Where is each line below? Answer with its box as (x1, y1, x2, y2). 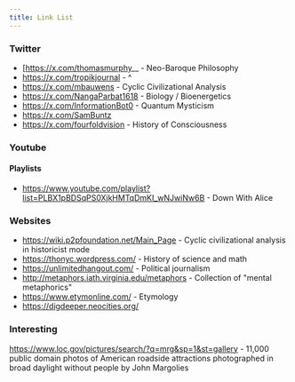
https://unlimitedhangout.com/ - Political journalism (21, 263, 211, 274)
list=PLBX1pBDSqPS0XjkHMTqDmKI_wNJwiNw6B (21, 193, 205, 203)
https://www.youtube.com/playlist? (21, 183, 151, 194)
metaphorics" (21, 282, 73, 293)
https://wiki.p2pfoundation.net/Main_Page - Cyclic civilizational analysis (21, 235, 286, 245)
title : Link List (9, 12, 74, 22)
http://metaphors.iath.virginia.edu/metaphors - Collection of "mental (21, 273, 273, 283)
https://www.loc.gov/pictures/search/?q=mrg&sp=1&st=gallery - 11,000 (9, 343, 269, 354)
